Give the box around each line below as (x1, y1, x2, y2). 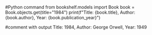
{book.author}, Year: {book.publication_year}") (5, 15, 101, 20)
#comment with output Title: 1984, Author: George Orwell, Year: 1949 (5, 24, 147, 30)
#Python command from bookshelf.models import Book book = (5, 4, 135, 10)
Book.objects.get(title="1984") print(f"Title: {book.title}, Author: (5, 9, 136, 15)
